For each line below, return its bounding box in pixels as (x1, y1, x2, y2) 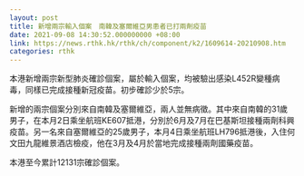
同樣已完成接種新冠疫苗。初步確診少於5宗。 (25, 84, 190, 95)
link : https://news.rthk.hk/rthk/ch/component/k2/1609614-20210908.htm (9, 38, 286, 48)
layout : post (9, 13, 59, 23)
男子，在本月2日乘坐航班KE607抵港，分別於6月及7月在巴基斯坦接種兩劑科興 (9, 115, 295, 126)
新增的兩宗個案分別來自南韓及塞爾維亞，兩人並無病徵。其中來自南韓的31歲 (9, 103, 289, 114)
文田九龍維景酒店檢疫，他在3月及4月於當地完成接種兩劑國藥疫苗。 (9, 138, 259, 149)
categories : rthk (9, 47, 75, 56)
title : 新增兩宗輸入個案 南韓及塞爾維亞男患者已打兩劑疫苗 (9, 22, 207, 31)
